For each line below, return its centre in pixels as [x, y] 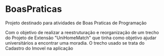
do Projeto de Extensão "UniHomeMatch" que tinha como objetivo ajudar [81, 38]
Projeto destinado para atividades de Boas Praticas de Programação [76, 23]
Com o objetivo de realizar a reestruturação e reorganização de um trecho [82, 32]
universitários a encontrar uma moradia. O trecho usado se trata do [75, 43]
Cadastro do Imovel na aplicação [39, 48]
